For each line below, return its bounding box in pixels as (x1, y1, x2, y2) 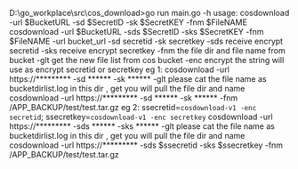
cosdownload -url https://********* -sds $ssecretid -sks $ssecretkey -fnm (9, 140, 283, 150)
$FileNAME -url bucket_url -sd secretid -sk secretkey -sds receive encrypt (9, 36, 283, 46)
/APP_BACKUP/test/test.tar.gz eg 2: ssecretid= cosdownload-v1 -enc (9, 102, 257, 112)
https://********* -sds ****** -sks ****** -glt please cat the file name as (9, 121, 276, 132)
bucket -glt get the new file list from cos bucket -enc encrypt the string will (9, 55, 285, 65)
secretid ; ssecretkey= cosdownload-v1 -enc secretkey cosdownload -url (9, 111, 273, 122)
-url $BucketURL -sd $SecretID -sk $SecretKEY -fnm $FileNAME (9, 17, 247, 28)
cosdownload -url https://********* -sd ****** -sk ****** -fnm (9, 93, 238, 103)
